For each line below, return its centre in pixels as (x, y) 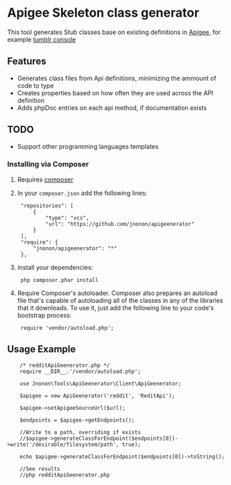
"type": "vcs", (67, 218)
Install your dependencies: (55, 267)
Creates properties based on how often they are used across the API (115, 93)
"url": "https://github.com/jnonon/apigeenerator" (120, 224)
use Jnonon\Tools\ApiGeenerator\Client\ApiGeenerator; (101, 383)
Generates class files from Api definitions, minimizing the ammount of (117, 78)
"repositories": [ (47, 206)
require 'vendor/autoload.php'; (67, 328)
